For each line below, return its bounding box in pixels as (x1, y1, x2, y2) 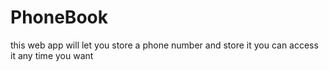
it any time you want (10, 49, 94, 61)
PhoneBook (10, 6, 108, 29)
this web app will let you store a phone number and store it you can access (10, 39, 319, 51)
